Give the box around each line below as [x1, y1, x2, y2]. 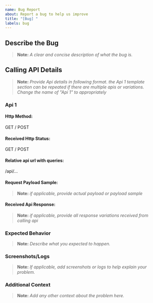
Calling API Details [5, 66, 62, 74]
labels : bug [5, 20, 29, 26]
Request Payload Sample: [5, 180, 58, 185]
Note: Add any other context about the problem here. [17, 292, 125, 298]
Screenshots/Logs [5, 253, 50, 260]
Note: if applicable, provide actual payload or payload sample [17, 190, 143, 196]
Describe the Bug [5, 39, 59, 47]
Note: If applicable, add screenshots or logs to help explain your [17, 264, 147, 270]
